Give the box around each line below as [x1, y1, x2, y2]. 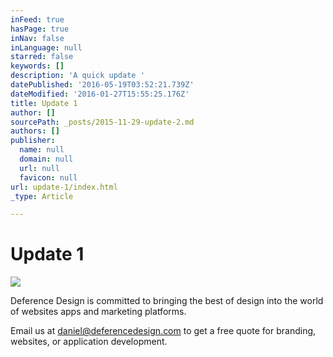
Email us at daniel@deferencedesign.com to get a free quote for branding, [10, 325, 317, 337]
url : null [19, 163, 60, 173]
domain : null [19, 154, 74, 164]
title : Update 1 [10, 98, 78, 108]
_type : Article [10, 191, 74, 201]
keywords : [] [10, 61, 65, 71]
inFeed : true [10, 14, 65, 25]
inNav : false [10, 33, 65, 43]
